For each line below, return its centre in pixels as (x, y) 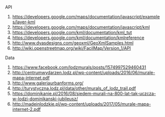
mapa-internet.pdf (31, 78)
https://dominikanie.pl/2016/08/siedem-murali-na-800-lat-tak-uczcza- (84, 94)
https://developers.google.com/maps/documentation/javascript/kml (81, 27)
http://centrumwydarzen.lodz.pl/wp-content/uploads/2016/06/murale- (83, 73)
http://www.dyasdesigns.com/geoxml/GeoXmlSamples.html (73, 43)
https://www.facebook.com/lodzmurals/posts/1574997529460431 (79, 67)
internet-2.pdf (26, 109)
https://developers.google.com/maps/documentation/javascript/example (86, 17)
